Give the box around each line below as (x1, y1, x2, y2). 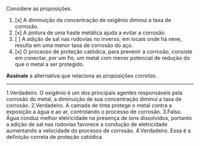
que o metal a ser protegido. (14, 61, 85, 68)
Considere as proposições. (6, 5, 73, 12)
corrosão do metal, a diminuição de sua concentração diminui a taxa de (6, 96, 182, 103)
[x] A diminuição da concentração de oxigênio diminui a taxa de (14, 17, 171, 23)
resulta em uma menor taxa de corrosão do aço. (14, 42, 133, 49)
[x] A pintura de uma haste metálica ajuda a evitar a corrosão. (14, 29, 167, 36)
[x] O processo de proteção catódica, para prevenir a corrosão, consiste (14, 48, 192, 55)
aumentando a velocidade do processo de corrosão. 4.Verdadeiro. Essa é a (6, 127, 191, 134)
